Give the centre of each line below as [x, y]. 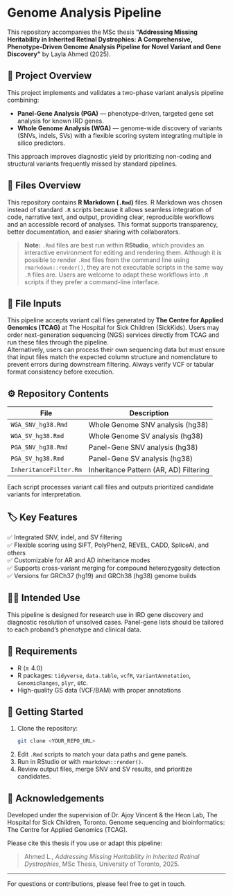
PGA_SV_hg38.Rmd [37, 459]
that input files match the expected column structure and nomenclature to [112, 357]
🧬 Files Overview [44, 185]
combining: [23, 100]
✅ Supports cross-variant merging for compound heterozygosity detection [114, 568]
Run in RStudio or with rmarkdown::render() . [80, 762]
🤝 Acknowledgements [56, 798]
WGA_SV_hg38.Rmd [37, 436]
